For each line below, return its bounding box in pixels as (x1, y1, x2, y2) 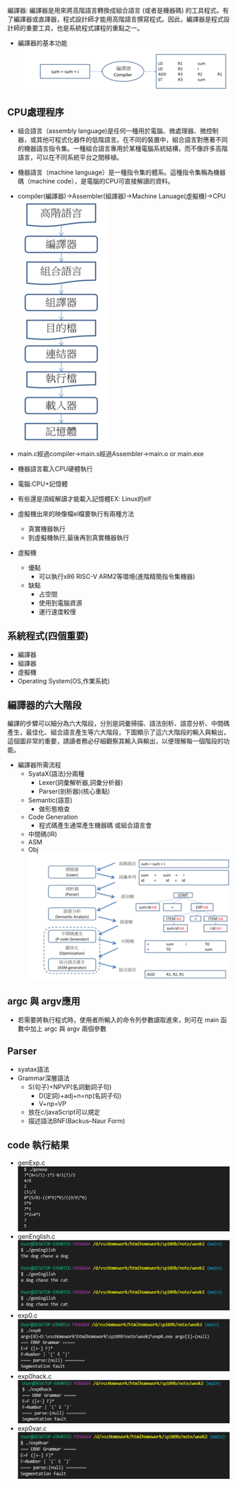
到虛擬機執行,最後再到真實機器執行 (28, 533, 129, 541)
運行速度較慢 (38, 607, 76, 616)
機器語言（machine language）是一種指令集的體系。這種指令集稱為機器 (17, 168, 226, 176)
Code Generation (28, 813, 78, 821)
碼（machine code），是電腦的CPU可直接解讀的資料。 (17, 176, 174, 185)
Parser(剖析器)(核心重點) (38, 787, 111, 796)
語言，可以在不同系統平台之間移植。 (17, 152, 123, 161)
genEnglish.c (17, 1232, 56, 1240)
